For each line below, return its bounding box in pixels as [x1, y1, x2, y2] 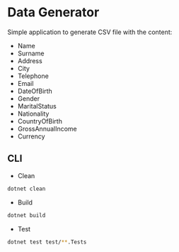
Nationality [17, 109, 50, 118]
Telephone [17, 72, 50, 80]
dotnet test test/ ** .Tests [7, 239, 87, 246]
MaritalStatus [17, 102, 57, 110]
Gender [17, 94, 40, 103]
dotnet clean [7, 185, 46, 192]
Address [17, 56, 42, 65]
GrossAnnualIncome [17, 124, 78, 133]
